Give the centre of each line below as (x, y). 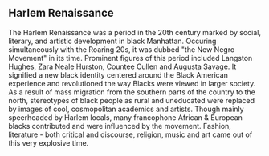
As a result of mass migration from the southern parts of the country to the (132, 92)
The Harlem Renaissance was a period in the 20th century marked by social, (135, 32)
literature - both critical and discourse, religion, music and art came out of (130, 134)
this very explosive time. (49, 142)
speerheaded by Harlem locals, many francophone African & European (126, 117)
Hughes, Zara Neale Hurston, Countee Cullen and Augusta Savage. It (122, 66)
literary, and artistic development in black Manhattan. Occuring (112, 41)
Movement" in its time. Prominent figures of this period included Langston (130, 58)
